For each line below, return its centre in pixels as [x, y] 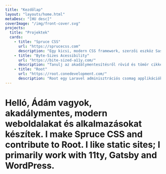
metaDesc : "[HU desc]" [28, 19]
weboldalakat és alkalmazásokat [74, 123]
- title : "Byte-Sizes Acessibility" [52, 55]
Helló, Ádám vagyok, [49, 103]
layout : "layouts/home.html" [35, 14]
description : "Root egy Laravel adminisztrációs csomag [77, 78]
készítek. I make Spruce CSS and [74, 134]
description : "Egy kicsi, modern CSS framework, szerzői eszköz [86, 51]
